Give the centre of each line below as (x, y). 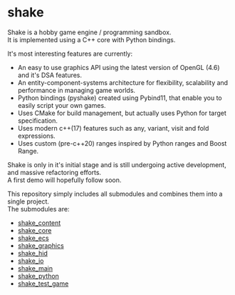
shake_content (39, 223)
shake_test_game (43, 284)
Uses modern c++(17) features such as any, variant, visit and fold (113, 128)
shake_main (35, 268)
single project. (28, 201)
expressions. (36, 136)
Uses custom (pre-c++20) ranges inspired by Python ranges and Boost (122, 143)
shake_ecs (33, 238)
